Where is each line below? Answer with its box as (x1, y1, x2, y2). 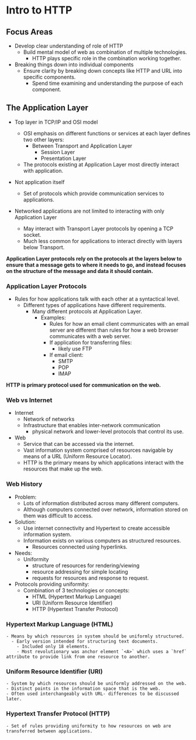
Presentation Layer (40, 155, 87, 162)
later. (6, 696, 22, 702)
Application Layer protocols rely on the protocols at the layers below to (6, 255, 183, 262)
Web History (6, 480, 43, 488)
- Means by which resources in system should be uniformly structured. (6, 633, 184, 639)
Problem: (14, 493, 37, 500)
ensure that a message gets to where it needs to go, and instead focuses (6, 261, 186, 268)
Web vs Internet (6, 396, 53, 404)
